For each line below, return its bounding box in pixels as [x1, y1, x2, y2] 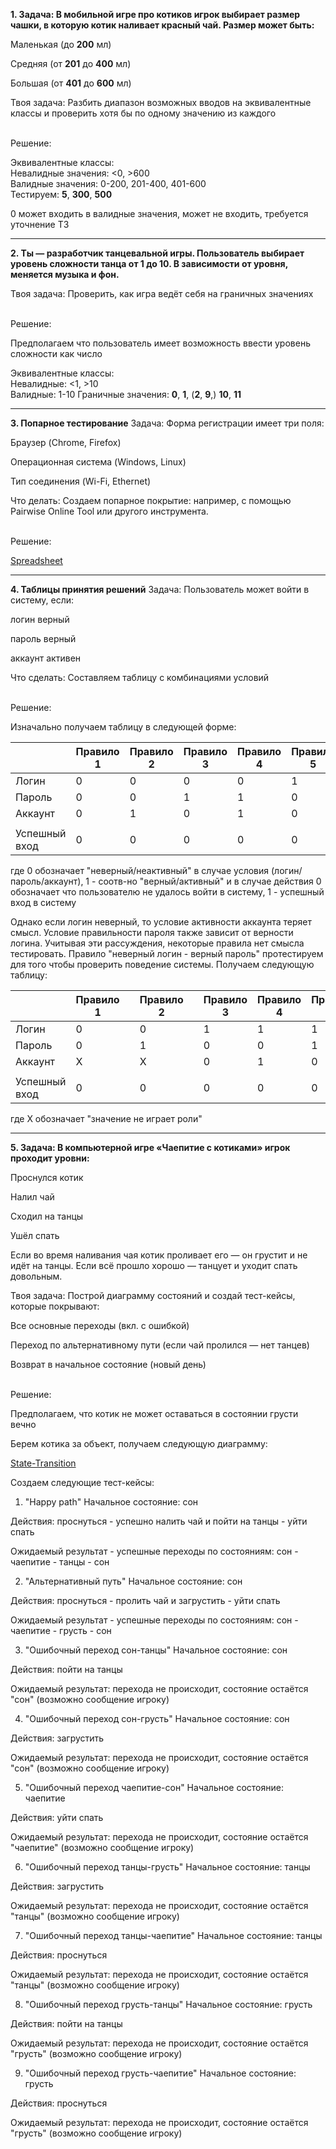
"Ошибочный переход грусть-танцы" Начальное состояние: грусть [24, 1999, 313, 2010]
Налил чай [10, 1191, 55, 1203]
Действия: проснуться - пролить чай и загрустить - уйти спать [10, 1595, 281, 1606]
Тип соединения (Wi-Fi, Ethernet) [10, 475, 152, 487]
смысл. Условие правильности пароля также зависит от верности [10, 927, 294, 938]
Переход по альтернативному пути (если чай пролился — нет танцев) [10, 1339, 310, 1351]
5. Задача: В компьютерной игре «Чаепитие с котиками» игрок [10, 1142, 291, 1153]
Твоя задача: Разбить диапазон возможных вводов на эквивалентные [10, 97, 312, 108]
